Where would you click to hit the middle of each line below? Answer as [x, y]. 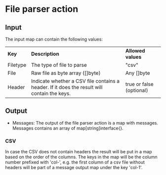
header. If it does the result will [67, 87]
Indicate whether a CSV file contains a [76, 81]
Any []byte [138, 73]
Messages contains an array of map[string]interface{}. [68, 128]
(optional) [137, 90]
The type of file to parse [59, 65]
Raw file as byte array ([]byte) [66, 73]
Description [45, 54]
